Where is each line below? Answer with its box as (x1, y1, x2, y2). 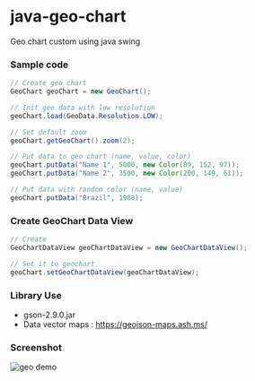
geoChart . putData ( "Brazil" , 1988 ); (10, 193, 144, 203)
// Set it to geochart (10, 259, 95, 268)
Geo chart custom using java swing (10, 36, 141, 47)
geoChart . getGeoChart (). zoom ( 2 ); (10, 136, 136, 145)
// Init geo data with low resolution (10, 103, 155, 112)
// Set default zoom (10, 127, 88, 136)
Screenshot (10, 341, 62, 353)
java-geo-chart (10, 6, 127, 27)
